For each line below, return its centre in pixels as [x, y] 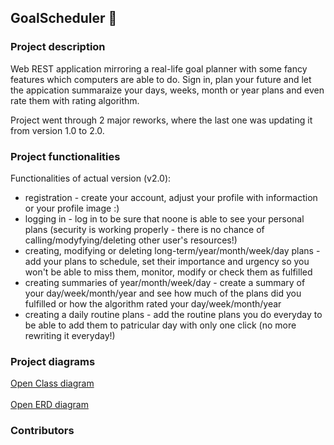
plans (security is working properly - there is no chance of [144, 229]
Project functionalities [65, 156]
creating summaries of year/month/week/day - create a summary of [165, 282]
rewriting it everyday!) [70, 335]
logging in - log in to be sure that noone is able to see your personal [164, 218]
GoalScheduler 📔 [64, 18]
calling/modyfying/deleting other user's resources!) [131, 240]
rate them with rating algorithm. [75, 100]
